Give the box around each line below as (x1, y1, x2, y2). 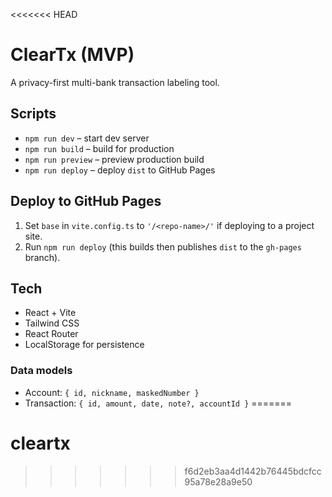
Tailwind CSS (24, 317, 80, 329)
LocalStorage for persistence (24, 339, 145, 351)
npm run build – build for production (24, 142, 175, 154)
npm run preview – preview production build (24, 153, 205, 165)
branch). (24, 251, 61, 263)
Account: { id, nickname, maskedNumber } (24, 386, 200, 398)
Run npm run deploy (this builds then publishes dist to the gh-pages (24, 240, 302, 253)
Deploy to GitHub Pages (10, 193, 162, 210)
